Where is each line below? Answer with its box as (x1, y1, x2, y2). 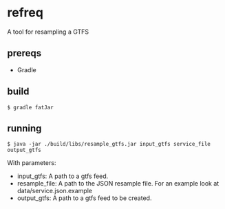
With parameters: (7, 159, 56, 167)
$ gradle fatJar (7, 104, 54, 111)
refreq (7, 5, 43, 21)
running (7, 122, 42, 134)
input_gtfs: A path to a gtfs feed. (17, 172, 109, 180)
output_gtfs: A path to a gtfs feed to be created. (17, 194, 152, 202)
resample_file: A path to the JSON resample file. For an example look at (17, 179, 219, 188)
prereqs (7, 47, 42, 59)
